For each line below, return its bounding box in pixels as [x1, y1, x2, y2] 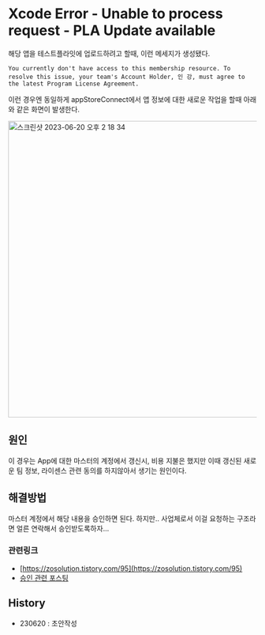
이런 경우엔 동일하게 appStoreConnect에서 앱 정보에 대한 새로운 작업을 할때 [8, 94, 242, 104]
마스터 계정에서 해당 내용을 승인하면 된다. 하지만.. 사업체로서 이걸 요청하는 [8, 513, 235, 523]
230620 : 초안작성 [19, 618, 77, 628]
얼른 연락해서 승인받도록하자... [16, 523, 110, 533]
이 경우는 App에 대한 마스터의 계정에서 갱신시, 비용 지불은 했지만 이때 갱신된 [8, 455, 242, 465]
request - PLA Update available [8, 21, 216, 40]
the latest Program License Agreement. [8, 80, 140, 88]
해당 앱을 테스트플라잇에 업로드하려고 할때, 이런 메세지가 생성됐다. [8, 48, 211, 58]
